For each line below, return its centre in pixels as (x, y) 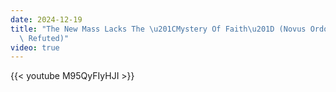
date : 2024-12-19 (46, 19)
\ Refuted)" (44, 38)
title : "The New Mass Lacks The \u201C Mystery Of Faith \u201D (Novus (158, 29)
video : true (35, 47)
